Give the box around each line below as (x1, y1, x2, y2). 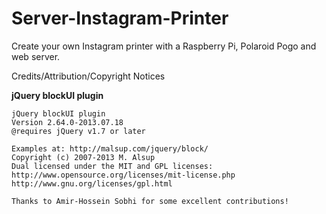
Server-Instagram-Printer (11, 7, 229, 30)
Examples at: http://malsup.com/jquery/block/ (11, 143, 209, 154)
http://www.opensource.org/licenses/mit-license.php (11, 170, 236, 180)
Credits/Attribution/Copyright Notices (11, 70, 166, 82)
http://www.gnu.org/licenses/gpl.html (11, 178, 173, 189)
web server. (11, 50, 61, 62)
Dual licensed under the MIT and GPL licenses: (11, 161, 214, 171)
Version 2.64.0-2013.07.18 (11, 117, 124, 127)
